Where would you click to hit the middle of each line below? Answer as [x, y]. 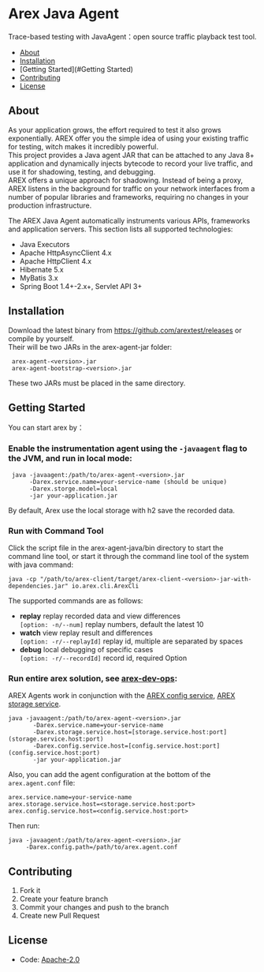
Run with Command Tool [56, 531]
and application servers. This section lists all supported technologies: [121, 229]
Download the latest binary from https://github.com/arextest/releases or [125, 330]
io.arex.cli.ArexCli [105, 586]
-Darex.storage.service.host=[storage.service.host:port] [130, 732]
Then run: [24, 826]
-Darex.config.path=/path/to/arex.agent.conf [102, 847]
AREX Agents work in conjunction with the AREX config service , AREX [122, 696]
